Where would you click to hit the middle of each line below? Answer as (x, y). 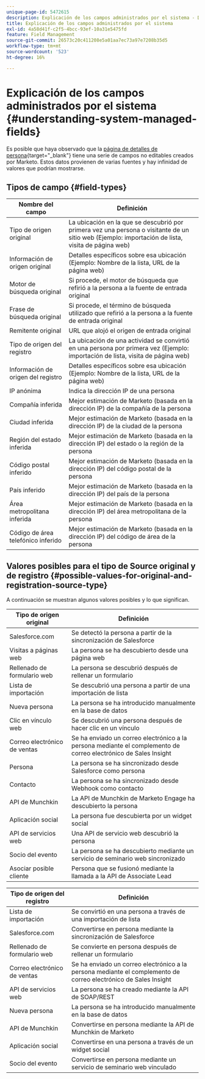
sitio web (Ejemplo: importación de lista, (126, 237)
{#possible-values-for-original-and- (121, 575)
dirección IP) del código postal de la (120, 469)
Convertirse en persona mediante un (124, 1059)
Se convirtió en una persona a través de (128, 912)
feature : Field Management (41, 35)
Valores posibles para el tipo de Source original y (101, 566)
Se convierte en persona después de (124, 947)
